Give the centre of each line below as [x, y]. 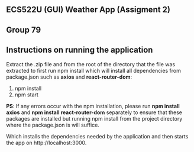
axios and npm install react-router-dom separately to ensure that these [94, 112]
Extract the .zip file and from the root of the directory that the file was [91, 64]
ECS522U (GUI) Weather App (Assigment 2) [88, 10]
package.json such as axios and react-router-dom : [69, 77]
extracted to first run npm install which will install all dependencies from [94, 70]
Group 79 [24, 30]
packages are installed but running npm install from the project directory [94, 118]
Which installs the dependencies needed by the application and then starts [97, 136]
